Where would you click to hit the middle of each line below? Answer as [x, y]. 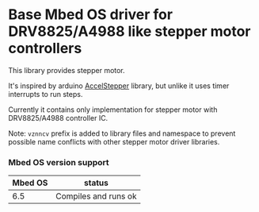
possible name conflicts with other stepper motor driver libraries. [114, 141]
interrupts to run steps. [46, 94]
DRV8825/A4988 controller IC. [58, 118]
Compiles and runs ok [96, 196]
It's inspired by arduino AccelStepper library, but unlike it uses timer [119, 86]
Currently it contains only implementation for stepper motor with [113, 110]
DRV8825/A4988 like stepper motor [129, 31]
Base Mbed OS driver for [90, 15]
